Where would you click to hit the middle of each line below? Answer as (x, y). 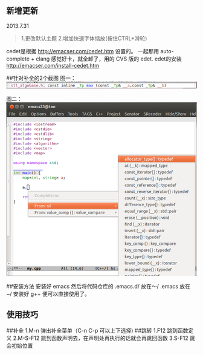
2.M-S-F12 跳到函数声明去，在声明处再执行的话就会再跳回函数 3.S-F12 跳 (104, 338)
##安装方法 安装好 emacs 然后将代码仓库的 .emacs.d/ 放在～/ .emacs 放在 (98, 287)
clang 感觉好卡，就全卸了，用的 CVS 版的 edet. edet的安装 (109, 59)
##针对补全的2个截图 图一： (41, 78)
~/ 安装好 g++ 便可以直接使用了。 (48, 294)
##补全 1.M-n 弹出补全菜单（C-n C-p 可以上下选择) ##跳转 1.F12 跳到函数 (97, 330)
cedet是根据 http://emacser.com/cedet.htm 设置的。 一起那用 (83, 51)
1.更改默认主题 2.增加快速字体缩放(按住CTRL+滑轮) (84, 38)
